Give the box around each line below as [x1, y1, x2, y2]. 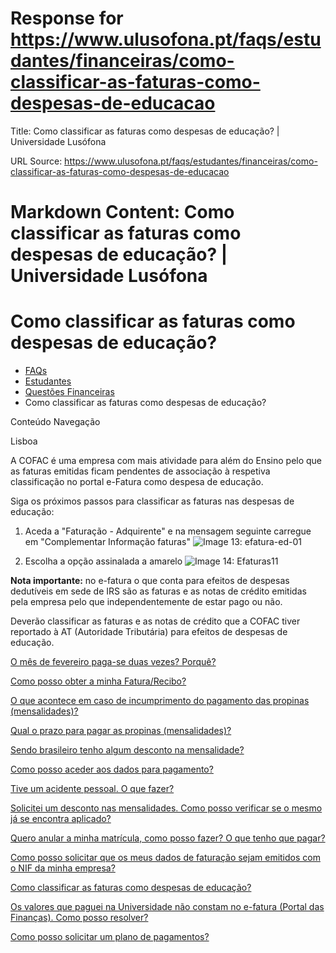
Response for [10, 7, 124, 30]
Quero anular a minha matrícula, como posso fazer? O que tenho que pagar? [10, 832, 326, 844]
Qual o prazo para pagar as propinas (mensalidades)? [10, 725, 232, 737]
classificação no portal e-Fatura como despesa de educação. [10, 476, 264, 488]
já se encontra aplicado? [10, 813, 112, 825]
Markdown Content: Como [10, 201, 235, 224]
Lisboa [10, 435, 38, 447]
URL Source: [10, 155, 63, 167]
